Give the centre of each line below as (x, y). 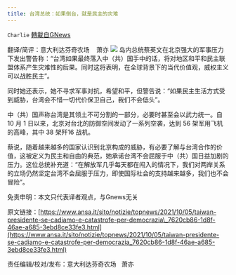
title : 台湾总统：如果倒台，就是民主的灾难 (63, 14)
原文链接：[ (24, 212)
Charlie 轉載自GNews (39, 34)
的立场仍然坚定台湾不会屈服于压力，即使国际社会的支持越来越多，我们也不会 (118, 173)
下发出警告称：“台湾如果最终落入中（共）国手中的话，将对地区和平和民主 (113, 58)
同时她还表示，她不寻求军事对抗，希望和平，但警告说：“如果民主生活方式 (113, 90)
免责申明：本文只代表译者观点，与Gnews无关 (73, 196)
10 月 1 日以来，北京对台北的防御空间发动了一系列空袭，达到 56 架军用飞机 (115, 123)
